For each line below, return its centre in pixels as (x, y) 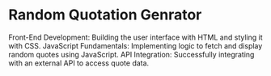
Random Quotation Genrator (105, 15)
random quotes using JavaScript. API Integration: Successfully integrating (131, 54)
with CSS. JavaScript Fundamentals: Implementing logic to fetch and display (135, 45)
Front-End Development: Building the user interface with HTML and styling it (135, 37)
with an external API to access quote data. (79, 63)
